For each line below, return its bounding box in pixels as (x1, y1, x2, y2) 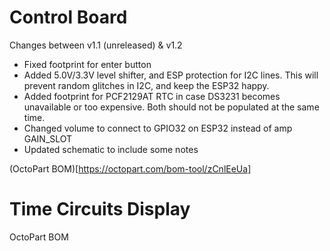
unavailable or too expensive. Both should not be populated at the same (23, 101, 320, 113)
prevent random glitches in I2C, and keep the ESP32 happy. (23, 79, 270, 91)
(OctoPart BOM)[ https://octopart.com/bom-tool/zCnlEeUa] (9, 162, 252, 175)
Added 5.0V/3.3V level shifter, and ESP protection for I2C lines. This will (23, 69, 319, 81)
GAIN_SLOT (23, 132, 73, 145)
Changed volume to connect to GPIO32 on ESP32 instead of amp (23, 122, 293, 134)
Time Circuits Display (9, 198, 191, 221)
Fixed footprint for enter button (23, 58, 152, 70)
